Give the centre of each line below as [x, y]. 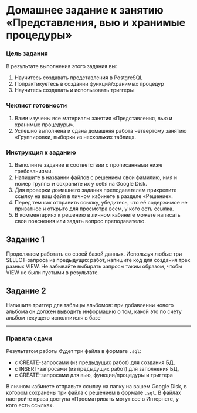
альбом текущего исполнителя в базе [53, 317]
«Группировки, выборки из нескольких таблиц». [75, 137]
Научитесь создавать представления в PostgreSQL [79, 78]
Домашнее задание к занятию [85, 10]
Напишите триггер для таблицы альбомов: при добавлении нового [90, 305]
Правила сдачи [29, 338]
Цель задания [27, 53]
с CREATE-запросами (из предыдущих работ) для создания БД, [95, 362]
